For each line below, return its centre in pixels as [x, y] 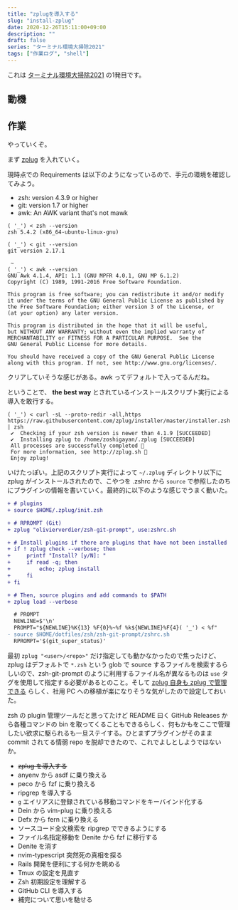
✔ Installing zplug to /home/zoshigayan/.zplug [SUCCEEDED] [103, 440]
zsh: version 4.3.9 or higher [58, 198]
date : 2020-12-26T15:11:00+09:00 [57, 27]
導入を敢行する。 [32, 401]
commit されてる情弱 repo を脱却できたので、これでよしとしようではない [114, 742]
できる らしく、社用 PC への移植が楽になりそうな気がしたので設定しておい [117, 691]
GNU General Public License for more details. [77, 345]
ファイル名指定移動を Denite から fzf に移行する [88, 837]
